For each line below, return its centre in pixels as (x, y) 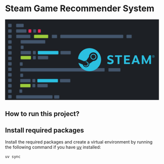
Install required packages (45, 131)
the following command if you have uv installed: (53, 147)
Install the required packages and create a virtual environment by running (79, 142)
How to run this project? (42, 113)
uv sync (13, 157)
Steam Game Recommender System (80, 9)
